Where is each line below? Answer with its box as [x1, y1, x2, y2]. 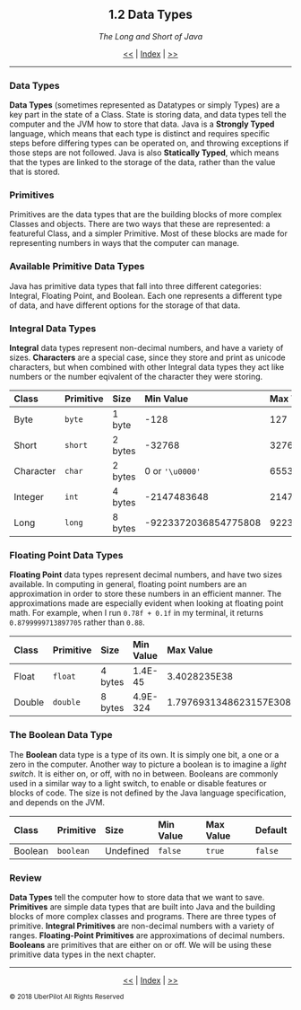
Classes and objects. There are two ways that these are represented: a [9, 219, 271, 230]
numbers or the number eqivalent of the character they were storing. [9, 372, 263, 382]
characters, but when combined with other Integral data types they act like [9, 362, 285, 372]
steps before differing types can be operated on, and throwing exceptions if [9, 138, 289, 149]
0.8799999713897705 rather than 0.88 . [9, 617, 145, 628]
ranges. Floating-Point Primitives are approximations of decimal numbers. [9, 929, 285, 941]
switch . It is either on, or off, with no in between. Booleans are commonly [9, 768, 279, 779]
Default [254, 823, 288, 836]
